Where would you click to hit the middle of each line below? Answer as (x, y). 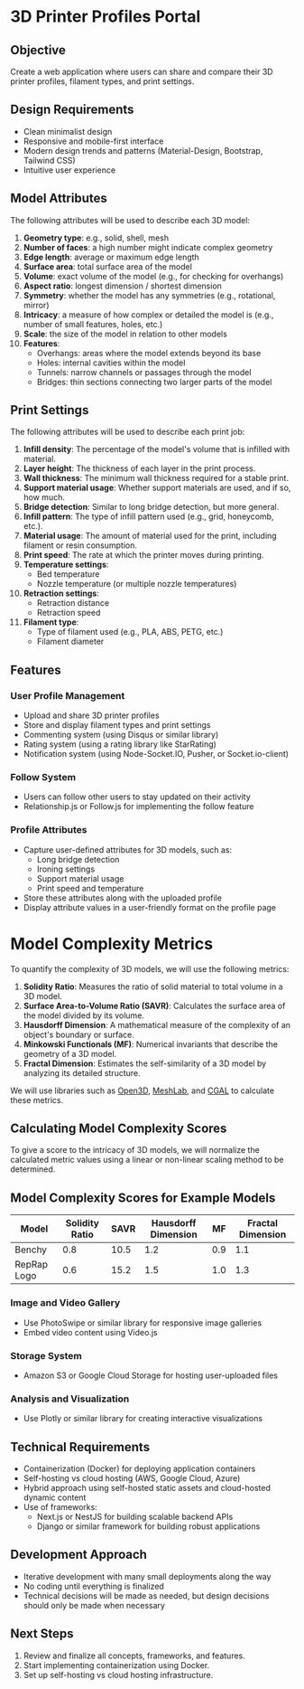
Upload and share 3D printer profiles (92, 715)
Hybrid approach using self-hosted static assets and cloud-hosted (147, 1487)
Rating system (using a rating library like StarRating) (120, 744)
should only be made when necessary (94, 1605)
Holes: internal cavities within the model (111, 363)
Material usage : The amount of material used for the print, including (150, 536)
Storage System (46, 1355)
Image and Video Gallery (65, 1303)
